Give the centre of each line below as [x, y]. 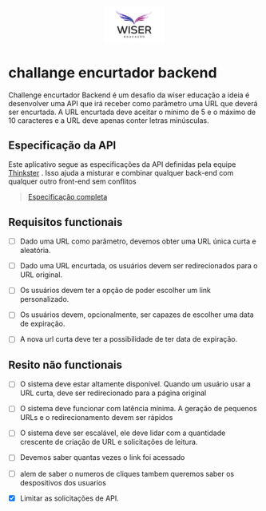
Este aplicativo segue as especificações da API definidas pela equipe [122, 164]
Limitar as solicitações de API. [69, 498]
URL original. [41, 275]
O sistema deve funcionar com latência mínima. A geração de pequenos [138, 409]
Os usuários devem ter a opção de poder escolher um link [115, 291]
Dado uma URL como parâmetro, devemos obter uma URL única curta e [138, 241]
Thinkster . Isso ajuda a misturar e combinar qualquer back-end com [121, 173]
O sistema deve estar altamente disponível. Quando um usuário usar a [135, 384]
